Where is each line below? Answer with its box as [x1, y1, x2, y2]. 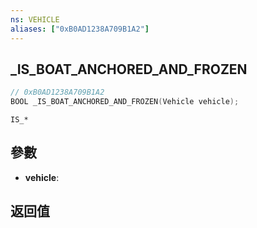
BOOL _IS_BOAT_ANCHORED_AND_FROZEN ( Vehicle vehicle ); [10, 97, 240, 107]
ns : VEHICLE [10, 14, 60, 25]
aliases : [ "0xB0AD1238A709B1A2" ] [10, 24, 150, 34]
